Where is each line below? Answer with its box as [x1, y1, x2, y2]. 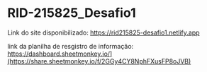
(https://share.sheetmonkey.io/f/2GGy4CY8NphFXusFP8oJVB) [7, 56, 191, 65]
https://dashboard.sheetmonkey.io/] [7, 49, 113, 58]
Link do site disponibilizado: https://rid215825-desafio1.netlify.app [7, 28, 200, 37]
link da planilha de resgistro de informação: [7, 42, 134, 50]
